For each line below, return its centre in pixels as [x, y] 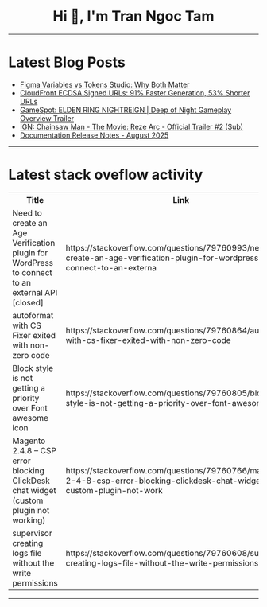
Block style [33, 368]
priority [26, 398]
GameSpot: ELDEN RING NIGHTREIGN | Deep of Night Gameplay [126, 110]
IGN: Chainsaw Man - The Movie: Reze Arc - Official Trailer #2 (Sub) [132, 126]
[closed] [28, 302]
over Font [30, 407]
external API [35, 292]
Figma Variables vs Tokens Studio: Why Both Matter [104, 84]
